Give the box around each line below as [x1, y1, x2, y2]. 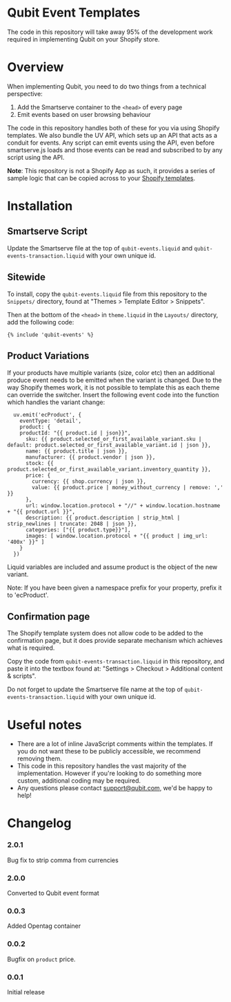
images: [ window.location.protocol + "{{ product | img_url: [25, 532, 208, 539]
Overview [7, 60, 64, 75]
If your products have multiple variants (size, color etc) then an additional [7, 368, 215, 376]
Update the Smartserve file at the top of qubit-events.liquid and [7, 244, 193, 252]
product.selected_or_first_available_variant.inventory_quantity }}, [7, 466, 212, 473]
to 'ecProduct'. [7, 590, 49, 599]
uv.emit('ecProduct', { [13, 411, 81, 418]
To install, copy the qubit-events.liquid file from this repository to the [7, 289, 208, 298]
